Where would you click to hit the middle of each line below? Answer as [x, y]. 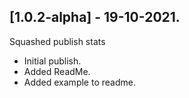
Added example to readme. [79, 82]
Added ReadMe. [57, 71]
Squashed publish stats [57, 41]
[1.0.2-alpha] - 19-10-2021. [95, 17]
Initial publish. [52, 61]
